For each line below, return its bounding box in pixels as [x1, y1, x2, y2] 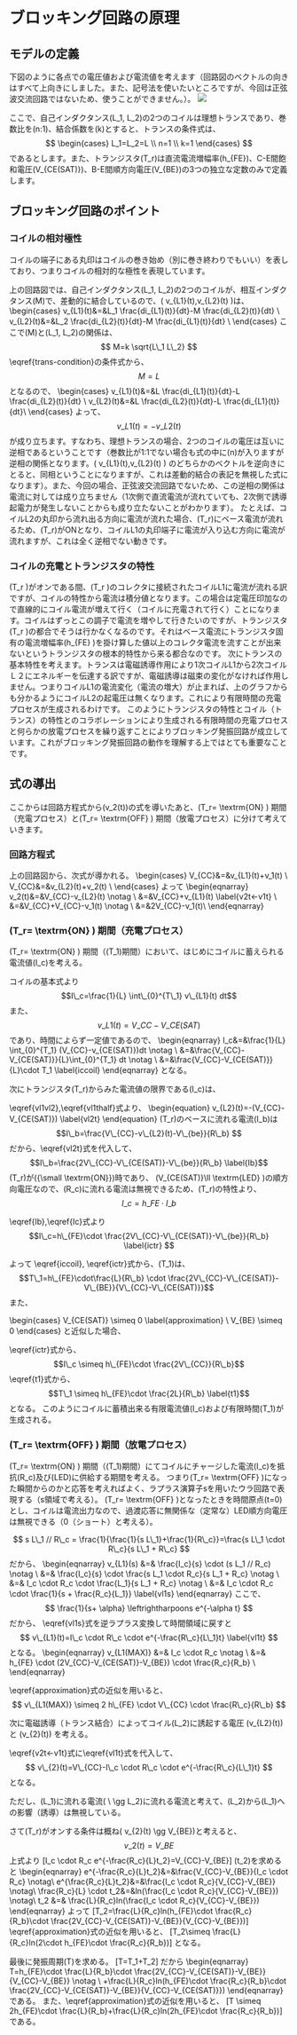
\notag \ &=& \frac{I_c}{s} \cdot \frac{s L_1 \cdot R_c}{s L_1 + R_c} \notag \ [9, 1568, 279, 1579]
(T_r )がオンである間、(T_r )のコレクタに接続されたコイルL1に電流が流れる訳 [9, 581, 288, 592]
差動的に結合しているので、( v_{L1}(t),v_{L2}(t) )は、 [60, 295, 250, 306]
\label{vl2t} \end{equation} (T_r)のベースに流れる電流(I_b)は [59, 1114, 278, 1124]
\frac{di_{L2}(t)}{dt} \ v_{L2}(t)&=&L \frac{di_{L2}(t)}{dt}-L [9, 396, 222, 406]
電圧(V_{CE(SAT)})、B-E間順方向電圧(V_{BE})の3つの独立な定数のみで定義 [16, 164, 288, 174]
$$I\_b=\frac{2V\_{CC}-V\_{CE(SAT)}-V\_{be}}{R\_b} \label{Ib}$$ [29, 1157, 269, 1168]
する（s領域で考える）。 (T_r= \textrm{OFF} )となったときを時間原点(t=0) [16, 1494, 283, 1504]
